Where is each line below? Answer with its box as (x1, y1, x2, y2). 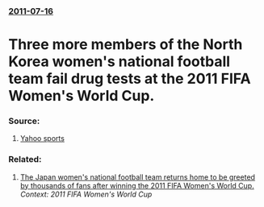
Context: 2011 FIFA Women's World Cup (19, 189, 153, 199)
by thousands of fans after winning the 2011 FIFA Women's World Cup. (19, 180, 254, 190)
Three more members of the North (8, 35, 243, 54)
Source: (8, 115, 40, 126)
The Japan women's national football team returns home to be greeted (19, 172, 256, 182)
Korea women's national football (8, 52, 231, 71)
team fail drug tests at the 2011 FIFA (8, 70, 252, 88)
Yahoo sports (19, 134, 65, 143)
